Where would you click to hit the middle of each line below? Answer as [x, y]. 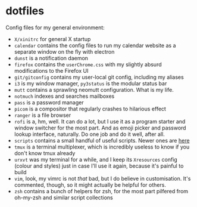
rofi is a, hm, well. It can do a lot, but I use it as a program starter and [100, 121]
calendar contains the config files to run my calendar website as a [95, 45]
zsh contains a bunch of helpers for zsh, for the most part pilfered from [101, 191]
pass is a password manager [49, 102]
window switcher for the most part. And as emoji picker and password [100, 128]
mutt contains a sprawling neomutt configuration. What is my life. [94, 89]
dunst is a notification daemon [51, 58]
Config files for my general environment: [55, 27]
